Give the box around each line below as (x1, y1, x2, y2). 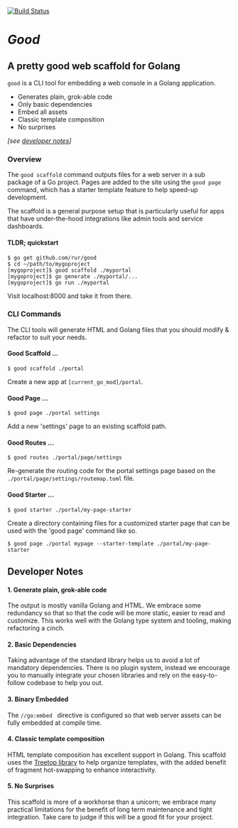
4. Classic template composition (7, 735, 105, 743)
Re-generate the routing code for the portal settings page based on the (7, 467, 216, 475)
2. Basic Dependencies (7, 640, 77, 649)
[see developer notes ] (7, 137, 72, 145)
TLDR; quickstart (7, 238, 59, 247)
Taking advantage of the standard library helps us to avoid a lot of (7, 656, 200, 664)
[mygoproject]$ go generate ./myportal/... (7, 272, 139, 280)
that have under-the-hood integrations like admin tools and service (7, 214, 203, 223)
